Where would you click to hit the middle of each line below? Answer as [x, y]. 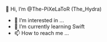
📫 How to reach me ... [41, 33]
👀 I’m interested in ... [39, 20]
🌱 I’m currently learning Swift [49, 27]
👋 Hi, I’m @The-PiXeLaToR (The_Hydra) [54, 9]
